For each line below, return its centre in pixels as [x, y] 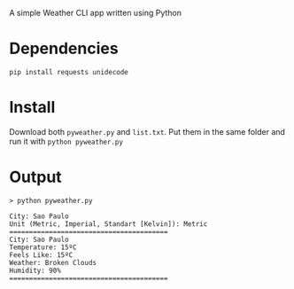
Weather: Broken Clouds [53, 262]
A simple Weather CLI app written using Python [96, 13]
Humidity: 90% [35, 270]
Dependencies [64, 49]
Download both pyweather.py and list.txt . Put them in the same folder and [147, 131]
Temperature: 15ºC [43, 247]
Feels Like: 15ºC [41, 255]
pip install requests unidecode [69, 72]
